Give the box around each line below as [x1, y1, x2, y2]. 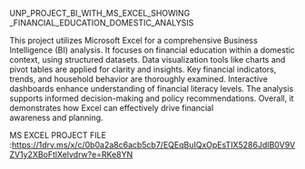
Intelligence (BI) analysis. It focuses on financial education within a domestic [9, 45, 295, 55]
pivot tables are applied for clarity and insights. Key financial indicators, [9, 64, 277, 75]
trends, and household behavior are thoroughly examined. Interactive [9, 74, 268, 84]
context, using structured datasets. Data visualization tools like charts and [9, 55, 286, 65]
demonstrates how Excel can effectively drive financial [9, 103, 214, 113]
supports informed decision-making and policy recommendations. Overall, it [9, 93, 294, 104]
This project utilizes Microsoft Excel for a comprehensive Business [9, 35, 259, 45]
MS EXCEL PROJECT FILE [9, 130, 107, 140]
